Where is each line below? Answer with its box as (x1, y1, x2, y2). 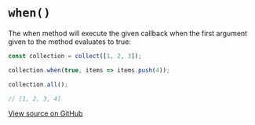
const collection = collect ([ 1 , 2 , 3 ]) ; (8, 52, 143, 60)
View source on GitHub (8, 108, 83, 119)
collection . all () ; (8, 80, 68, 88)
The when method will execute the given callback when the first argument (8, 28, 248, 38)
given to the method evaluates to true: (8, 37, 131, 46)
